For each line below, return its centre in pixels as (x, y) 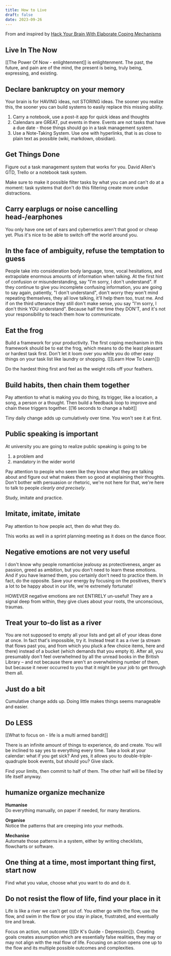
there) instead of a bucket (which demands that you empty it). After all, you (84, 651)
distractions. (18, 193)
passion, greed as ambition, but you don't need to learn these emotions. (81, 570)
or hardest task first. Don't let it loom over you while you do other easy (79, 354)
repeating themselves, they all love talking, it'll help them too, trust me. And (84, 298)
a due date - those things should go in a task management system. (83, 128)
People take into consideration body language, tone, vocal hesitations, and (84, 271)
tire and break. (21, 922)
